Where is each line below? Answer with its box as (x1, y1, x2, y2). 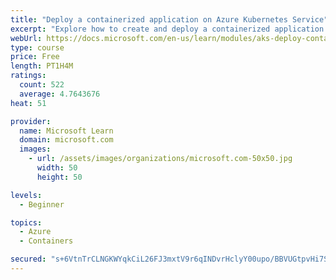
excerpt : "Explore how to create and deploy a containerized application (10, 24, 325, 34)
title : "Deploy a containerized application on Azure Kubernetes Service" (10, 14, 329, 25)
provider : (10, 116, 52, 126)
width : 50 (36, 163, 78, 173)
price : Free (10, 52, 60, 62)
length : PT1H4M (10, 61, 74, 71)
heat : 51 (10, 98, 47, 108)
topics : (10, 217, 43, 228)
